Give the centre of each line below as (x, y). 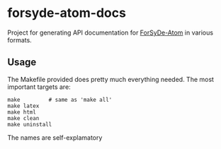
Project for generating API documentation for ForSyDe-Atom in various (110, 32)
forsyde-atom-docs (67, 13)
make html (22, 112)
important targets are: (39, 87)
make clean (23, 118)
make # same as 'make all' (60, 100)
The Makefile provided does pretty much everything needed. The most (111, 79)
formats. (19, 40)
